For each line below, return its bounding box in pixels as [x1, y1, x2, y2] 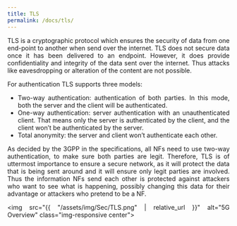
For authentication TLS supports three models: [7, 80, 142, 88]
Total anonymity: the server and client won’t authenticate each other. [17, 131, 218, 139]
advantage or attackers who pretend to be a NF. [7, 189, 147, 198]
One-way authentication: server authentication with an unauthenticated [17, 108, 230, 117]
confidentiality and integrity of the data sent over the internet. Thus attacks [7, 58, 230, 67]
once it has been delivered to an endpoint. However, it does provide [7, 51, 230, 60]
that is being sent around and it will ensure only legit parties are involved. [7, 167, 230, 175]
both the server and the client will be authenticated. [17, 101, 168, 109]
